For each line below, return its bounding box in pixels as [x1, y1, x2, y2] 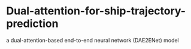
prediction [6, 17, 59, 30]
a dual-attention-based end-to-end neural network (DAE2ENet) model [6, 36, 180, 44]
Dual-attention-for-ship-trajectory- [6, 4, 186, 18]
